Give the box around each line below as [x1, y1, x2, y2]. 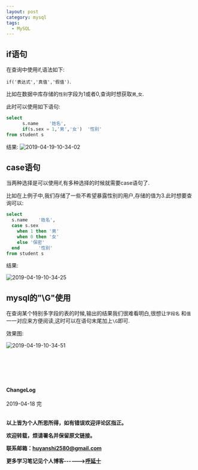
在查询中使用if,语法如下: [6, 66, 65, 74]
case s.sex [11, 222, 39, 229]
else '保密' [17, 239, 45, 245]
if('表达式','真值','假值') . [6, 78, 72, 86]
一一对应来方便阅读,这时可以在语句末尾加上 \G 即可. [6, 318, 130, 325]
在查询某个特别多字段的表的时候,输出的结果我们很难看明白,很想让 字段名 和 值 [6, 310, 191, 317]
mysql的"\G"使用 [6, 292, 71, 303]
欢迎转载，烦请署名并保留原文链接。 [6, 432, 96, 440]
